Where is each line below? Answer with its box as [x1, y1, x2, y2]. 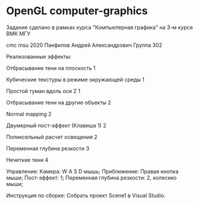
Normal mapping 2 [6, 110, 52, 117]
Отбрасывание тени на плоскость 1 [6, 64, 96, 72]
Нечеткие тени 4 [6, 156, 49, 164]
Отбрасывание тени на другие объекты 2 [6, 99, 112, 106]
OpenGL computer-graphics [6, 4, 149, 18]
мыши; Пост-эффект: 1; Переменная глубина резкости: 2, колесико [6, 174, 177, 181]
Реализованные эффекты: [6, 53, 72, 60]
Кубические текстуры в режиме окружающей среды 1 [6, 76, 144, 83]
